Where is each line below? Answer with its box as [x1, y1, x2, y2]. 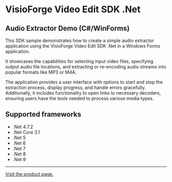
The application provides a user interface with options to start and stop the [5, 79, 163, 85]
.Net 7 [12, 145, 26, 151]
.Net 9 [12, 156, 26, 162]
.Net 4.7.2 [12, 124, 33, 130]
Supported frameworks [5, 110, 81, 119]
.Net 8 [12, 151, 26, 157]
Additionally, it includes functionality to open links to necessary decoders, [5, 90, 161, 96]
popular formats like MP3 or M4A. [5, 69, 77, 75]
